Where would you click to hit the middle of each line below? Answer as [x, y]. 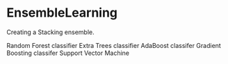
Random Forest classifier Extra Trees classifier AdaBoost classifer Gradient [114, 45]
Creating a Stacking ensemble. [50, 32]
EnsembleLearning [62, 13]
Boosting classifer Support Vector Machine [68, 53]
